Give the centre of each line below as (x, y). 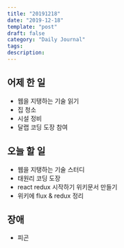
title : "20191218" (34, 14)
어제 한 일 (26, 83)
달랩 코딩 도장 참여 (42, 127)
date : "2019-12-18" (36, 20)
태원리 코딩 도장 (39, 178)
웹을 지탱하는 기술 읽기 (48, 101)
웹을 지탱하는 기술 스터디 (51, 169)
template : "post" (32, 27)
